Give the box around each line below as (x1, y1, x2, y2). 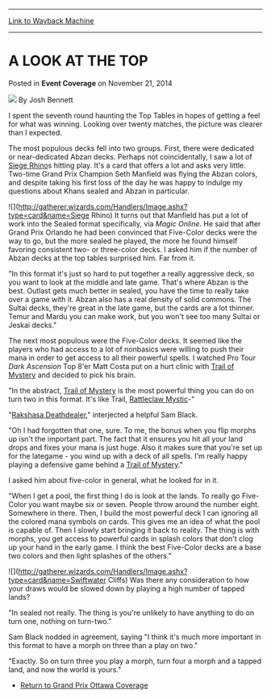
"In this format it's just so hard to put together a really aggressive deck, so (8, 268, 255, 278)
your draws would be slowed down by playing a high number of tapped (8, 584, 245, 593)
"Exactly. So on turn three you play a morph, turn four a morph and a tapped (8, 656, 262, 666)
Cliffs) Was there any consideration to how (107, 575, 250, 584)
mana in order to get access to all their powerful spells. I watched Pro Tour (8, 352, 256, 363)
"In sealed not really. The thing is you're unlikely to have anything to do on (8, 608, 255, 617)
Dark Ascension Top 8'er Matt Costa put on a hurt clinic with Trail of (8, 361, 235, 371)
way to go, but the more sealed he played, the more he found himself (8, 235, 238, 246)
